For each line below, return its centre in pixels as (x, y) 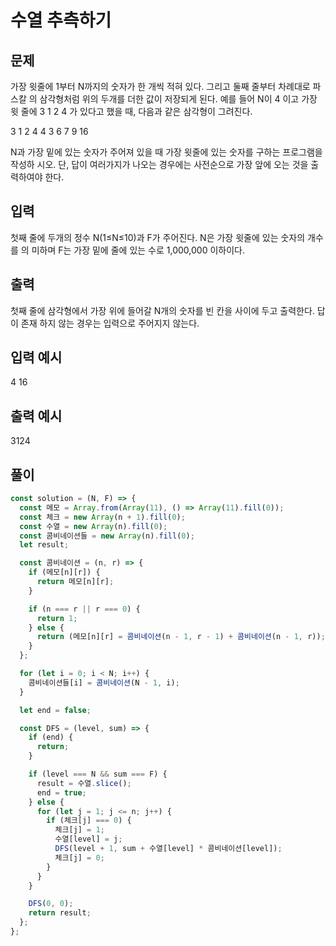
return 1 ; (57, 618)
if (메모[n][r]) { (64, 572)
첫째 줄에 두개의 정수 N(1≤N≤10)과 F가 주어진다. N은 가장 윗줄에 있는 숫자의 (158, 237)
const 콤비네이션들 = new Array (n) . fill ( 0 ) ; (107, 536)
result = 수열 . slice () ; (84, 783)
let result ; (44, 545)
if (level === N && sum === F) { (98, 774)
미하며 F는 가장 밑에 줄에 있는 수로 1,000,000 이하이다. (138, 250)
